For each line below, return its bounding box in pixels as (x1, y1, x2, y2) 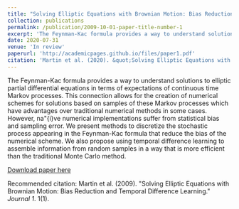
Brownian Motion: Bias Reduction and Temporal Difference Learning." (7, 186, 211, 195)
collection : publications (7, 17, 84, 24)
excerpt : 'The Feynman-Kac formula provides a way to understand (7, 30, 205, 38)
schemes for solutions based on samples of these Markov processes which (7, 99, 229, 107)
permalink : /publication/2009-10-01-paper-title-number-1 (7, 23, 183, 31)
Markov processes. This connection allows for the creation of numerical (7, 91, 218, 100)
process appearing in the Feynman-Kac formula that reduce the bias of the (7, 129, 227, 137)
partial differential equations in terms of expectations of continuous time (7, 83, 219, 92)
